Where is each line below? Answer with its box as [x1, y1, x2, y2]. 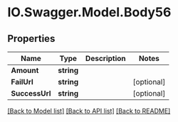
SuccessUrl [11, 89, 51, 98]
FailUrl [11, 77, 33, 87]
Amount [11, 65, 39, 75]
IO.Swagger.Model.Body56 [7, 4, 172, 21]
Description [85, 54, 126, 63]
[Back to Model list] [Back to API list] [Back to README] [7, 107, 171, 115]
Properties [7, 33, 56, 45]
